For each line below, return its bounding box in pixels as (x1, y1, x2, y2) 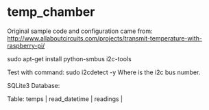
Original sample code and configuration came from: (7, 27, 153, 35)
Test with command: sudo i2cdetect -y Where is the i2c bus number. (7, 68, 201, 76)
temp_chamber (7, 4, 95, 20)
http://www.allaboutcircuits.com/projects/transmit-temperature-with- (7, 34, 202, 42)
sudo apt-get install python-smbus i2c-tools (7, 54, 132, 63)
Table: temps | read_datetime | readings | (7, 94, 123, 103)
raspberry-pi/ (7, 41, 45, 49)
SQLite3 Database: (7, 81, 60, 89)
